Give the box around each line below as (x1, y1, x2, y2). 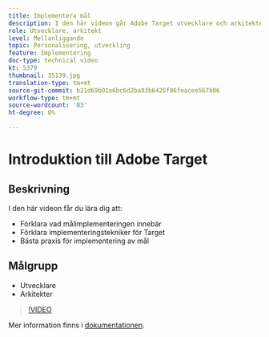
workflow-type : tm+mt (8, 94, 81, 102)
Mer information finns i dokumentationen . (8, 320, 146, 330)
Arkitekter (19, 289, 54, 298)
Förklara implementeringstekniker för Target (19, 228, 166, 237)
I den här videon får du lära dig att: (8, 204, 122, 213)
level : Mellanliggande (8, 34, 84, 43)
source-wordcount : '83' (8, 101, 88, 109)
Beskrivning (8, 182, 70, 196)
